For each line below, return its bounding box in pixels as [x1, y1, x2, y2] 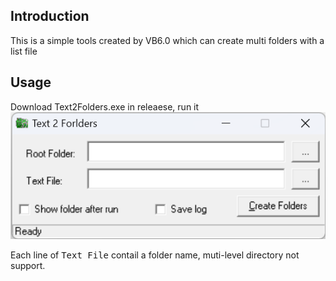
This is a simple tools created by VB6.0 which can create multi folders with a [10, 34, 325, 46]
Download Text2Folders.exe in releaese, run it [10, 100, 200, 113]
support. [10, 260, 46, 272]
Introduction [10, 8, 90, 25]
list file [10, 45, 38, 57]
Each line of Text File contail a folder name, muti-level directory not [10, 249, 300, 261]
